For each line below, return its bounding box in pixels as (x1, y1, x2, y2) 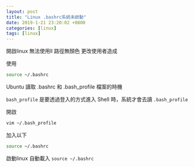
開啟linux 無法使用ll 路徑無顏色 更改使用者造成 (6, 48, 118, 55)
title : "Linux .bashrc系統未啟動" (6, 14, 87, 20)
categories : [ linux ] (6, 25, 57, 31)
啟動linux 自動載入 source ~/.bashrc (6, 155, 94, 162)
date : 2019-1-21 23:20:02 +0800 (6, 19, 86, 25)
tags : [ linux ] (6, 31, 41, 37)
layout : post (6, 8, 38, 15)
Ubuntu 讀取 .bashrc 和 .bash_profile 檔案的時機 (6, 83, 123, 90)
